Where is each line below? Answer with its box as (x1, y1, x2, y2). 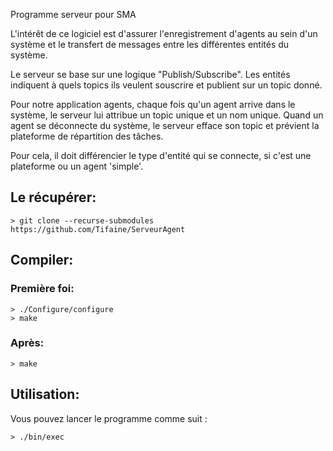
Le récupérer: (10, 189, 97, 206)
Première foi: (10, 282, 75, 296)
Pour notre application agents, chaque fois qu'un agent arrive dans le (10, 99, 296, 110)
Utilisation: (10, 386, 80, 403)
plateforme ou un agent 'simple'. (10, 160, 144, 172)
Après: (10, 336, 45, 350)
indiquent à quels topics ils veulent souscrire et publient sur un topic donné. (10, 79, 323, 91)
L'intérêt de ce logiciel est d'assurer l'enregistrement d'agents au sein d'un (10, 28, 318, 39)
